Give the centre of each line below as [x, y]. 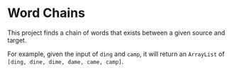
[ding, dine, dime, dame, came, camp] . [66, 61]
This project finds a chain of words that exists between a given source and [116, 33]
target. [17, 40]
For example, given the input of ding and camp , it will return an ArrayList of [116, 54]
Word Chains [46, 13]
